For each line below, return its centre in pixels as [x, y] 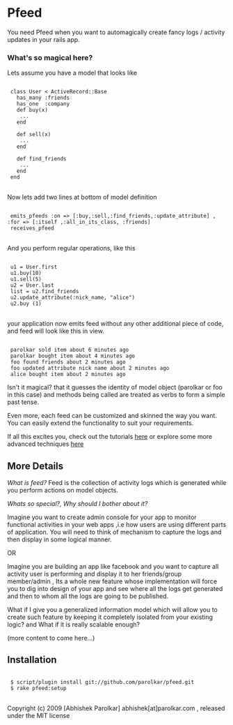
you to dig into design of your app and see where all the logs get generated [115, 589]
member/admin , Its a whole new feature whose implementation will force [112, 581]
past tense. [23, 402]
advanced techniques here [46, 444]
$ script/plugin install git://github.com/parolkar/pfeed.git [102, 682]
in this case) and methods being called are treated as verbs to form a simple [116, 395]
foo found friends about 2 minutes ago [68, 362]
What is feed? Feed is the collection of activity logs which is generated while [117, 483]
